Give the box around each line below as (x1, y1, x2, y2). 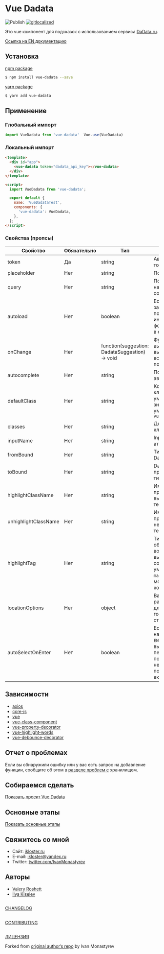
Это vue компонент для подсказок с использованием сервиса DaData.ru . (5, 28, 159, 34)
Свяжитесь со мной (5, 835, 69, 844)
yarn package (5, 84, 33, 90)
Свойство (21, 247, 45, 254)
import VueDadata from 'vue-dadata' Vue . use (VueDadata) (5, 133, 123, 138)
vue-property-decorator (12, 724, 61, 730)
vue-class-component (12, 718, 57, 725)
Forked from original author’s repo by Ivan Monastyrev (5, 943, 115, 949)
